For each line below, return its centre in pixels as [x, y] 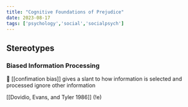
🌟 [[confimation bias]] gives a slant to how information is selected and [94, 79]
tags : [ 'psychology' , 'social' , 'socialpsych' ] [65, 23]
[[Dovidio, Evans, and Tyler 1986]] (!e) [54, 97]
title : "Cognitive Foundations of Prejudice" [65, 12]
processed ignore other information [51, 86]
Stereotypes [31, 48]
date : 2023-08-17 [28, 18]
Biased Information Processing [53, 65]
